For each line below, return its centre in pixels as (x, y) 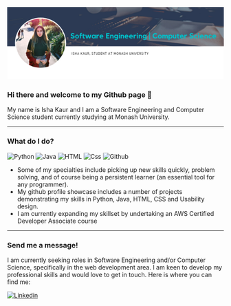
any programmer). (43, 184)
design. (28, 206)
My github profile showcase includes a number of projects (100, 191)
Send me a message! (43, 245)
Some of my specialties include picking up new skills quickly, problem (116, 170)
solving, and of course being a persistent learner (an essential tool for (116, 177)
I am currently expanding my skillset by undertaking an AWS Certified (115, 213)
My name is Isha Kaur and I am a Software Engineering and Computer (106, 110)
